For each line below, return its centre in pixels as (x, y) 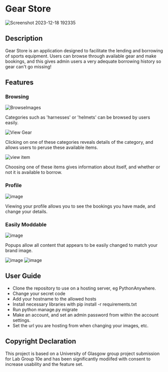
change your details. (26, 211)
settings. (22, 320)
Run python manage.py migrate (45, 309)
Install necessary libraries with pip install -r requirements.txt (75, 304)
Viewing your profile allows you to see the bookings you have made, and (80, 206)
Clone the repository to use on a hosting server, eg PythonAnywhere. (84, 288)
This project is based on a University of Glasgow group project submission (82, 353)
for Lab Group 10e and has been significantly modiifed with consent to (78, 359)
